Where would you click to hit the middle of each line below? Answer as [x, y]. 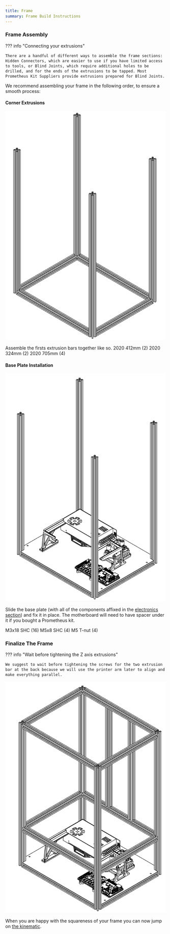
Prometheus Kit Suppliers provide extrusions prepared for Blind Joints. [85, 76]
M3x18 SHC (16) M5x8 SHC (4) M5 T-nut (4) [52, 630]
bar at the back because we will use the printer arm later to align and [85, 670]
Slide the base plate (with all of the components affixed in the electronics [82, 609]
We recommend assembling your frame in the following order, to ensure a [82, 86]
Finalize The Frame [29, 643]
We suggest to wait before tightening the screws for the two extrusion [84, 665]
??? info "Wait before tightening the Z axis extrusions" [62, 655]
